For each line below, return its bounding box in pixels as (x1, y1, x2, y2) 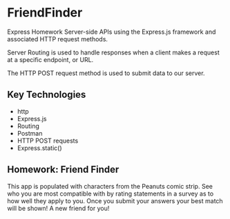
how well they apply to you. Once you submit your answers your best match (7, 196, 223, 205)
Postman (17, 129, 43, 137)
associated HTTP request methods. (7, 34, 108, 43)
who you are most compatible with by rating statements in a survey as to (7, 189, 214, 198)
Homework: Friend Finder (7, 164, 119, 176)
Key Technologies (7, 89, 86, 101)
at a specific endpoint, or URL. (7, 55, 94, 63)
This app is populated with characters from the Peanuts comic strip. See (7, 182, 213, 190)
